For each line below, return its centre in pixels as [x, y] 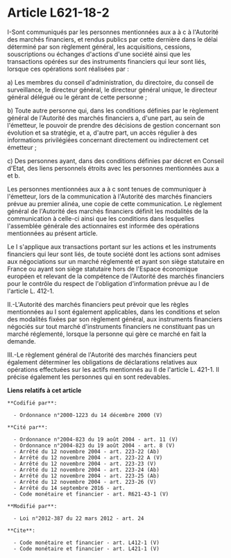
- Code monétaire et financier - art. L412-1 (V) [86, 543]
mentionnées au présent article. [53, 233]
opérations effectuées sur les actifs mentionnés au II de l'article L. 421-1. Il [113, 369]
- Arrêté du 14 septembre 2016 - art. [70, 488]
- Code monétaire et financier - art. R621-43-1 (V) [91, 494]
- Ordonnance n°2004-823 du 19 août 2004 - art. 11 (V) [96, 439]
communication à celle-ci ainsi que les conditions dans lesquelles [101, 218]
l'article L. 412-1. [31, 291]
